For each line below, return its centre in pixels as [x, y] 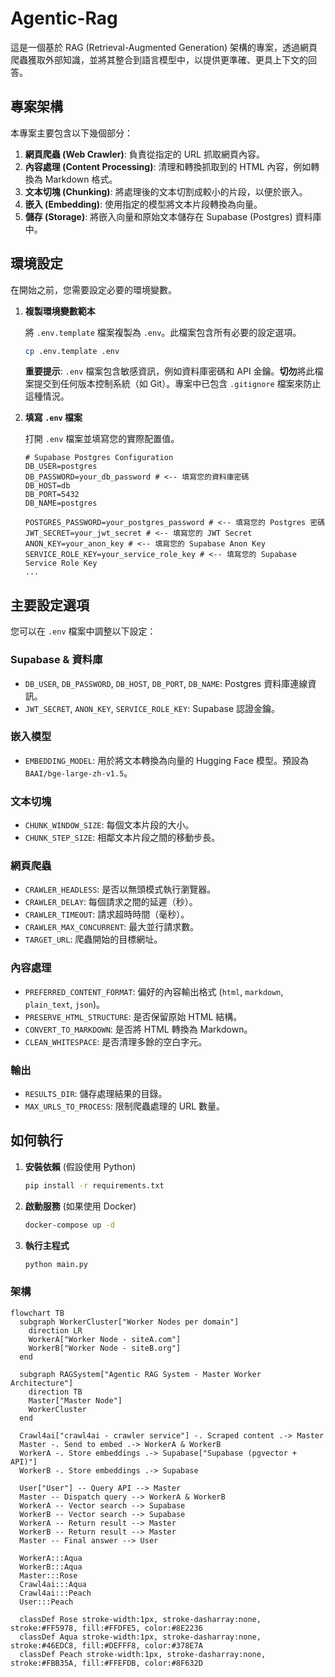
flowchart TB [37, 1313]
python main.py [56, 1264]
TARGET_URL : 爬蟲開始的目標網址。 [93, 939]
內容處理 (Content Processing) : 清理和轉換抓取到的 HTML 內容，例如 [168, 166]
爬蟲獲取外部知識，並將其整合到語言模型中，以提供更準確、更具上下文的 [159, 59]
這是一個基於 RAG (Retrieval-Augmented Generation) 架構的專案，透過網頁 [164, 47]
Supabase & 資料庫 [56, 660]
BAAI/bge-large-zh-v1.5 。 [78, 773]
